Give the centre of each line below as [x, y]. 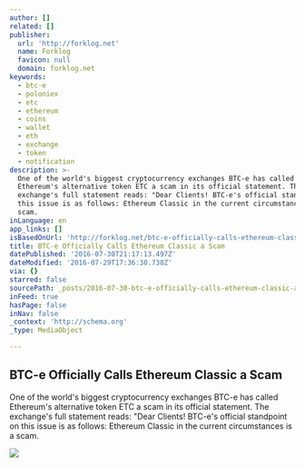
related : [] [32, 26]
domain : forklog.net [56, 69]
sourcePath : [32, 288]
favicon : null [44, 60]
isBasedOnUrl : [36, 237]
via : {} [24, 272]
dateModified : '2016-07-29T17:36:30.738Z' [91, 263]
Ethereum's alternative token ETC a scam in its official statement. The [139, 406]
